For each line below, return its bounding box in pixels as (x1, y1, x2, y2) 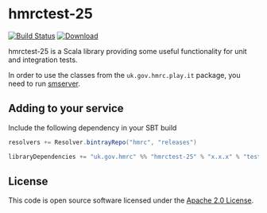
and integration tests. (8, 55, 78, 64)
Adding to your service (8, 102, 125, 115)
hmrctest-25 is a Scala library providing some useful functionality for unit (8, 46, 248, 56)
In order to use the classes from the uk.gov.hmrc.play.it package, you (8, 70, 241, 79)
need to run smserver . (8, 79, 81, 88)
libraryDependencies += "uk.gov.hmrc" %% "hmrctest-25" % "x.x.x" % (8, 153, 240, 161)
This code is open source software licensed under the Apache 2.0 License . (8, 196, 254, 205)
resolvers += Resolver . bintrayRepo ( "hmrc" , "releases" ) (8, 138, 197, 146)
